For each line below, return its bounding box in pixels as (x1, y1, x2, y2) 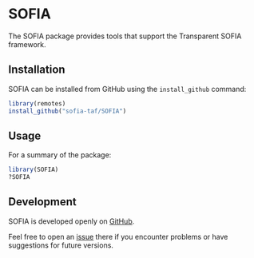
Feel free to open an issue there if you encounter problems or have (8, 232, 228, 241)
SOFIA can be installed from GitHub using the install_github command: (8, 84, 247, 93)
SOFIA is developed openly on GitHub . (8, 216, 135, 226)
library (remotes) (8, 99, 66, 108)
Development (8, 195, 77, 208)
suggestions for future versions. (8, 240, 114, 250)
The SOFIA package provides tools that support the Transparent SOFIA (8, 31, 242, 41)
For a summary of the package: (8, 150, 112, 160)
